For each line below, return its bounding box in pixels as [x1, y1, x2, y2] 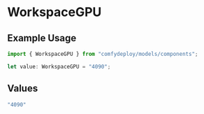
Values [7, 83, 38, 94]
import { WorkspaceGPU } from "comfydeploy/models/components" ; [7, 50, 198, 57]
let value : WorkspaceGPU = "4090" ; [7, 63, 111, 70]
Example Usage [7, 32, 77, 44]
